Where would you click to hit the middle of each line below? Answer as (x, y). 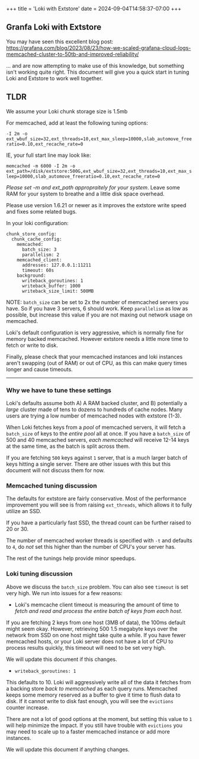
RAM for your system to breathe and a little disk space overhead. (85, 194)
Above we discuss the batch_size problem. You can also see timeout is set (97, 587)
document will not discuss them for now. (56, 470)
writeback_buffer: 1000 (51, 286)
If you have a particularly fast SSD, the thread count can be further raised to (99, 523)
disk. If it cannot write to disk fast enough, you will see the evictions (90, 701)
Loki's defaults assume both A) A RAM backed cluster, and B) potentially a (97, 403)
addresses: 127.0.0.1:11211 (57, 265)
